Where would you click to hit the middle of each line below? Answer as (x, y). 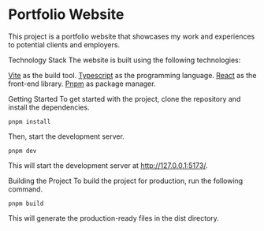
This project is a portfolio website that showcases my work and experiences (132, 36)
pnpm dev (22, 151)
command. (26, 189)
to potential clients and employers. (64, 44)
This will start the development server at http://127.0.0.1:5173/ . (108, 165)
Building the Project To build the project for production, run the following (126, 181)
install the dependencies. (49, 107)
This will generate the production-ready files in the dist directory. (113, 218)
